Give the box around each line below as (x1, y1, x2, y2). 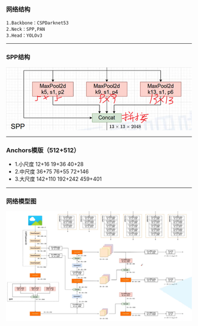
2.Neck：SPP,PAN (6, 27, 45, 33)
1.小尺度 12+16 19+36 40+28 (14, 160, 84, 167)
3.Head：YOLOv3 (6, 33, 42, 39)
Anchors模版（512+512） (6, 146, 80, 154)
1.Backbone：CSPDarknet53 (6, 20, 69, 26)
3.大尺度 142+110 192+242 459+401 (14, 175, 102, 182)
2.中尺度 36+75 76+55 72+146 (14, 167, 89, 175)
